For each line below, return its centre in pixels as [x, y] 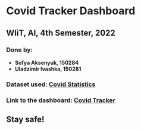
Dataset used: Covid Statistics [51, 84]
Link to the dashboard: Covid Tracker [61, 100]
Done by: [19, 50]
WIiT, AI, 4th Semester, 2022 [61, 33]
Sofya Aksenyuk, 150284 [47, 62]
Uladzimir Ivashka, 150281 [48, 69]
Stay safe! [25, 120]
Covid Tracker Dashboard [71, 11]
